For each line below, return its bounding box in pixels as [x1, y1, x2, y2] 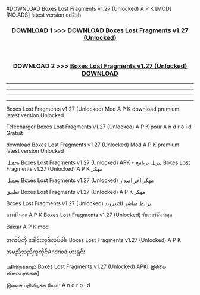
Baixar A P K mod [6, 223, 49, 230]
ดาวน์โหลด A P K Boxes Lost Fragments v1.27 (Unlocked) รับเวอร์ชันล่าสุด [6, 211, 173, 218]
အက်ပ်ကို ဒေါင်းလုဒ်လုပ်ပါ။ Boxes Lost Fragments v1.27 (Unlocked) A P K [6, 236, 182, 243]
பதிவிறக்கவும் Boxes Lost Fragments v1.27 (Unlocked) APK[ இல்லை [6, 263, 166, 270]
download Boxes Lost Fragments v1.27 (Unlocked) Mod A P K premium [6, 141, 180, 148]
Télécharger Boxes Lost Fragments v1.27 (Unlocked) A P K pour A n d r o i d [6, 123, 192, 130]
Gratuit [6, 129, 23, 136]
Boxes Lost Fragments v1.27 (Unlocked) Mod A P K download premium [6, 105, 180, 112]
